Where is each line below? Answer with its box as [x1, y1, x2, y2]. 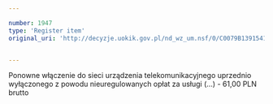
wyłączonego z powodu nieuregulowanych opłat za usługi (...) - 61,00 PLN [8, 79, 258, 89]
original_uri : [8, 34, 57, 42]
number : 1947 [8, 19, 53, 27]
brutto [8, 88, 29, 97]
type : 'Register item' [8, 26, 85, 35]
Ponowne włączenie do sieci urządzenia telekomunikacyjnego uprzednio [8, 71, 252, 80]
